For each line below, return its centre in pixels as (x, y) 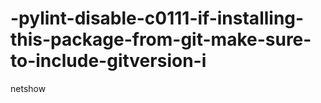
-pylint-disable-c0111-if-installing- (157, 18)
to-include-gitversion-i (108, 61)
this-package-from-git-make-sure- (161, 39)
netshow (28, 88)
